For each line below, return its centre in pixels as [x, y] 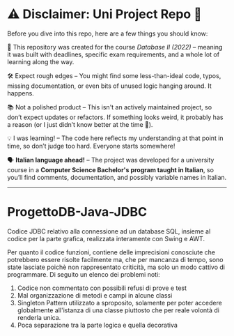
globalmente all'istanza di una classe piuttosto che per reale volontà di [118, 310]
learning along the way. [41, 61]
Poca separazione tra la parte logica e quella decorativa [97, 325]
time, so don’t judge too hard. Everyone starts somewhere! [91, 146]
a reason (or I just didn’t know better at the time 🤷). [80, 124]
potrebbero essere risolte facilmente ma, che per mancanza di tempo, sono [115, 259]
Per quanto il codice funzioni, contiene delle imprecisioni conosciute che [111, 252]
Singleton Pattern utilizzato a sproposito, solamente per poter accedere [120, 303]
